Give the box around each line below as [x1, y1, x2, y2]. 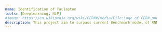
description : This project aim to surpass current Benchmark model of [5, 20, 150, 25]
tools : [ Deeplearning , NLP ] [5, 11, 62, 16]
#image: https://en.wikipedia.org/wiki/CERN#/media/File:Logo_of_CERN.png [5, 16, 159, 20]
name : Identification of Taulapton [5, 7, 77, 12]
